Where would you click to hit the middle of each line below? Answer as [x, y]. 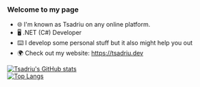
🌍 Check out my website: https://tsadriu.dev [80, 53]
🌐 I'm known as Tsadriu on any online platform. [84, 25]
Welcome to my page [43, 10]
